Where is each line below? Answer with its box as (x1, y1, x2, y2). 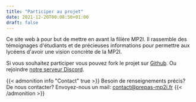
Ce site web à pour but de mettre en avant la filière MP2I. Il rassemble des (6, 36, 187, 43)
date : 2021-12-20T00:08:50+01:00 (6, 14, 89, 20)
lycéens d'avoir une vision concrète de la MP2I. (6, 48, 122, 55)
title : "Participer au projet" (6, 8, 84, 15)
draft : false (6, 19, 39, 25)
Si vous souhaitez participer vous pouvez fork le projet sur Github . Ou (6, 60, 177, 67)
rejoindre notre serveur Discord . (6, 66, 84, 73)
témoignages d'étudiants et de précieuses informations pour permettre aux (6, 42, 190, 49)
